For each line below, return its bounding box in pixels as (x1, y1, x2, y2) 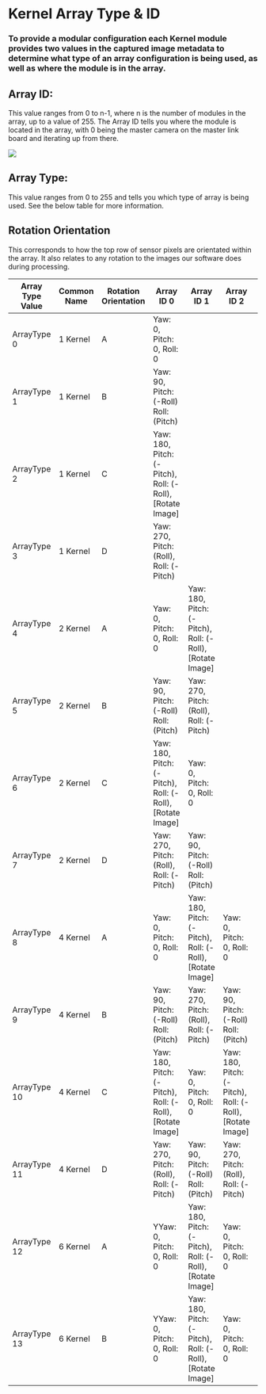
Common (58, 285, 94, 296)
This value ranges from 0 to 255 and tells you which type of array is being (8, 192, 249, 202)
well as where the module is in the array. (8, 63, 166, 74)
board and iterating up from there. (8, 133, 119, 143)
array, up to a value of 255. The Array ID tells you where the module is (8, 116, 237, 126)
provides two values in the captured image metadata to (8, 43, 225, 54)
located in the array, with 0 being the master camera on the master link (8, 124, 239, 135)
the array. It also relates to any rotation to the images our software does (8, 253, 241, 262)
